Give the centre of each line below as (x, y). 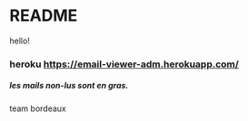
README (44, 16)
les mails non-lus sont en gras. (69, 86)
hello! (20, 41)
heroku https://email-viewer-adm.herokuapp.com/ (124, 64)
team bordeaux (38, 108)
